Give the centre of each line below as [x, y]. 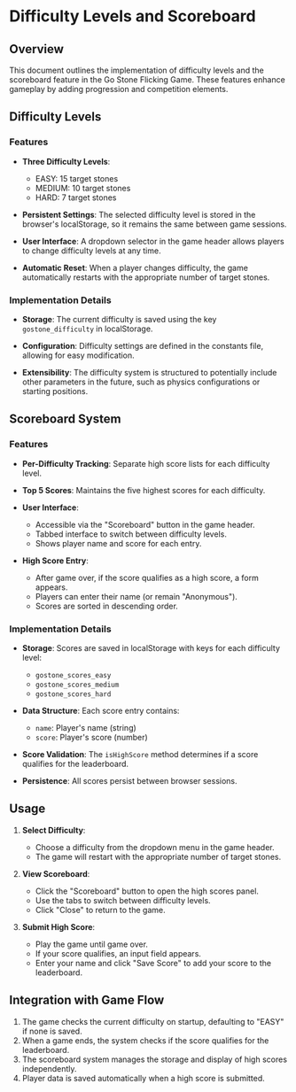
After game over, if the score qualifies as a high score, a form [147, 577]
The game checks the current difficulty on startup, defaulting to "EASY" [153, 1021]
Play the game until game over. [92, 944]
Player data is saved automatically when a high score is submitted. [144, 1078]
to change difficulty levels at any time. [91, 251]
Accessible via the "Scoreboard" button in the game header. [145, 524]
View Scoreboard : [56, 873]
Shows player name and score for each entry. [118, 543]
